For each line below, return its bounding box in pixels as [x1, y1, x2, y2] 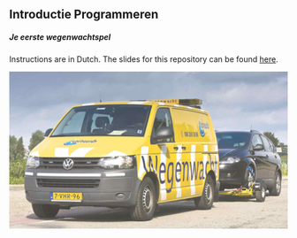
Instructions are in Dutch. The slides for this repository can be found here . [9, 54, 278, 65]
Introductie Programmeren [9, 7, 159, 22]
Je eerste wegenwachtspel [9, 31, 111, 42]
